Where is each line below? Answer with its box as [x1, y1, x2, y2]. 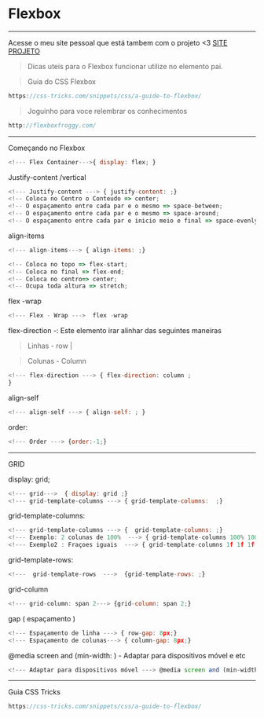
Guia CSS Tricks [8, 687, 61, 697]
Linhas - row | [27, 341, 73, 350]
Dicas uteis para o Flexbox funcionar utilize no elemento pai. [27, 61, 223, 71]
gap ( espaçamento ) [8, 614, 76, 623]
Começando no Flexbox [8, 143, 86, 152]
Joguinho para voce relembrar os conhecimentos [27, 106, 188, 115]
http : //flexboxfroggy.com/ [8, 121, 97, 130]
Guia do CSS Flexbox [27, 76, 97, 86]
